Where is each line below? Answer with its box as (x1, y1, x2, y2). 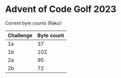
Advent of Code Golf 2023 (5, 3, 116, 15)
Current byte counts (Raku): (5, 20, 62, 26)
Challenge (7, 31, 32, 38)
